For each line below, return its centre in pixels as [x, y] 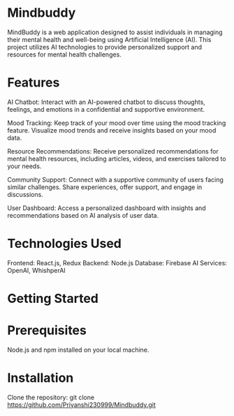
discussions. [25, 194]
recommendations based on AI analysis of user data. [83, 215]
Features [34, 83]
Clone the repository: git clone [51, 397]
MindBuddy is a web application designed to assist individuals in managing [115, 32]
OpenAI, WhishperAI [37, 270]
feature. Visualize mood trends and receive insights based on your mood [112, 130]
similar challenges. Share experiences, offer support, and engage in [105, 187]
